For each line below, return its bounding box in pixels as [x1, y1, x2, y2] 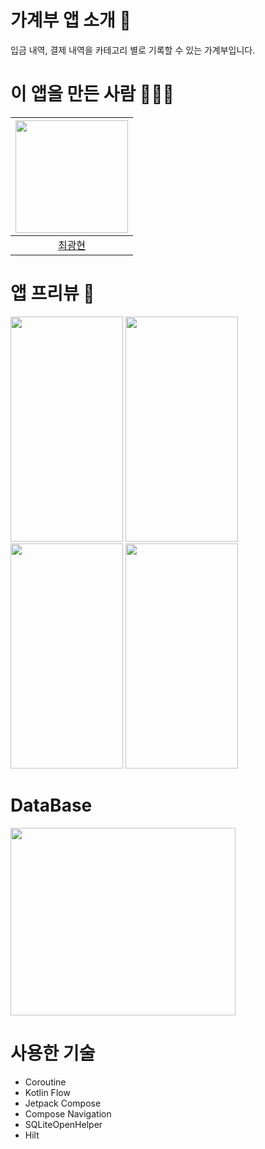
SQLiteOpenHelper [24, 1118, 103, 1130]
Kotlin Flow [24, 1086, 71, 1098]
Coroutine [24, 1076, 67, 1088]
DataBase [10, 794, 93, 816]
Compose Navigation [24, 1107, 112, 1120]
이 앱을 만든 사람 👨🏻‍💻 [10, 83, 175, 106]
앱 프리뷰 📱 [10, 282, 95, 305]
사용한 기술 [10, 1042, 96, 1065]
